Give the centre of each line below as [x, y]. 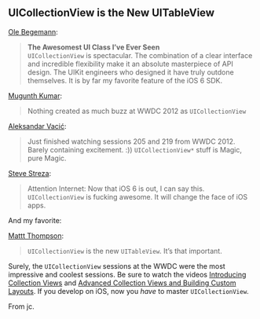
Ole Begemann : [33, 31]
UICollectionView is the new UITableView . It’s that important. [125, 251]
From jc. [21, 306]
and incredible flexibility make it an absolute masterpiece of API [130, 64]
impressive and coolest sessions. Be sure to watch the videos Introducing [127, 274]
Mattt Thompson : [36, 236]
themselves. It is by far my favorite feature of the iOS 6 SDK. [125, 80]
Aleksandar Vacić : [37, 126]
